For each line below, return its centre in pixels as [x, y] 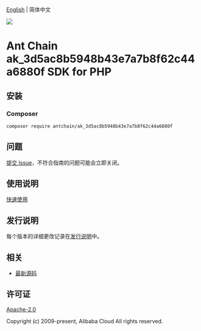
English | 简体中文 [29, 9]
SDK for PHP [79, 72]
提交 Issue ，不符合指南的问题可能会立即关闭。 [65, 162]
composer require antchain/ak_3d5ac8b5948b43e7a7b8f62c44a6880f [90, 126]
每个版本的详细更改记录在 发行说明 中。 [54, 237]
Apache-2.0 [21, 309]
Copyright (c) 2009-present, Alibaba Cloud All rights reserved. [85, 321]
